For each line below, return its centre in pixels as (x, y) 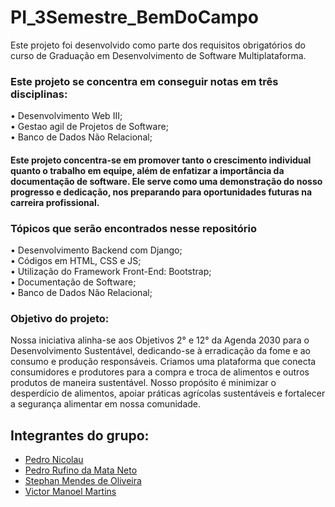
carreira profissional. (55, 202)
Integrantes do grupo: (80, 435)
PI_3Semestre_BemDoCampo (134, 17)
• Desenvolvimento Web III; (66, 116)
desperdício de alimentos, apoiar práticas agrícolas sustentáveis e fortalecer (168, 393)
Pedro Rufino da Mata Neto (81, 470)
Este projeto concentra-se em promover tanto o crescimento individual (161, 160)
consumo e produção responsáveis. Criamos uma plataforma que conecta (163, 362)
